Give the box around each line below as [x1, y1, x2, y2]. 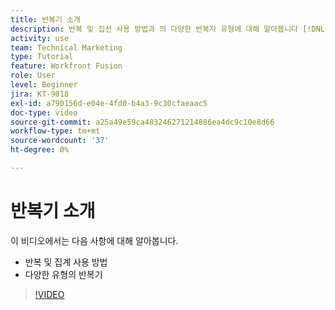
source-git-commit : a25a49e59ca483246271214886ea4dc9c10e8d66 [10, 117, 275, 127]
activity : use [10, 33, 70, 43]
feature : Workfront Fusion [10, 61, 123, 71]
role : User [10, 71, 56, 81]
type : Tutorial [10, 52, 74, 62]
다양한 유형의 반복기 [24, 268, 103, 280]
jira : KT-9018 [10, 89, 70, 99]
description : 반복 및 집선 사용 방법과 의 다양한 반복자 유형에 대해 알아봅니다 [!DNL [10, 24, 325, 34]
